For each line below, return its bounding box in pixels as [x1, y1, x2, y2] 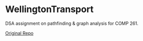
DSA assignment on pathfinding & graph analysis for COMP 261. [5, 20, 139, 26]
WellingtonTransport [5, 4, 94, 15]
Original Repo [5, 30, 34, 36]
